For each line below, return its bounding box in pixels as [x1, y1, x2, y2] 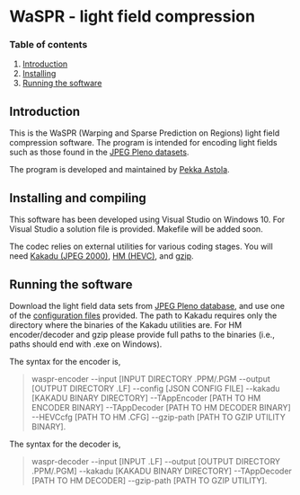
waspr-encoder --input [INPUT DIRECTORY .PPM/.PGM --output [31, 373, 271, 384]
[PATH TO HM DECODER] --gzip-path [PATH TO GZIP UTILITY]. [31, 474, 268, 486]
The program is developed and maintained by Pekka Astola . [9, 164, 231, 175]
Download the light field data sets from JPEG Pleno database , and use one [9, 300, 286, 311]
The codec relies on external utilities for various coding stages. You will [9, 241, 274, 252]
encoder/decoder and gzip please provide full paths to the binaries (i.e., [9, 329, 276, 340]
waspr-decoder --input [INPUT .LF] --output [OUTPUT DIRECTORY [31, 455, 281, 466]
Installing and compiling [9, 190, 146, 206]
